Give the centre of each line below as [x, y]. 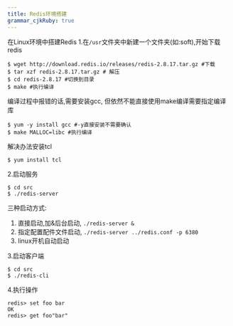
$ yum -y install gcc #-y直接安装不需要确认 [69, 125]
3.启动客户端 [26, 256]
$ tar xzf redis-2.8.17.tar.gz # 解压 [64, 72]
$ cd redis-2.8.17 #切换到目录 [51, 79]
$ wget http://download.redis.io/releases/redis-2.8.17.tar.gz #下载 [111, 64]
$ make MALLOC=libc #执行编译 [50, 132]
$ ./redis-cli [28, 275]
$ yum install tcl [34, 160]
